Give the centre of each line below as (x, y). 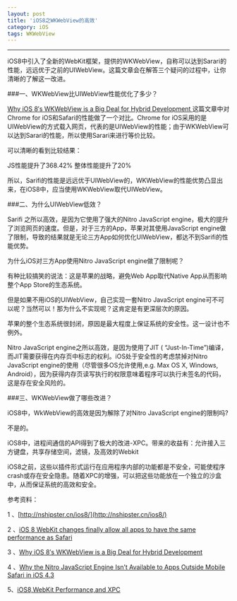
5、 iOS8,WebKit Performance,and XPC (64, 590)
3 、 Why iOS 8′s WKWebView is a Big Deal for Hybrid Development (105, 552)
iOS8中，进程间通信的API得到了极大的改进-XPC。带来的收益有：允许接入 (114, 443)
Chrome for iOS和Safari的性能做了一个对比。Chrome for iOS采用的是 (107, 118)
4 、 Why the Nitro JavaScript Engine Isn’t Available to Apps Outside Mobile (116, 567)
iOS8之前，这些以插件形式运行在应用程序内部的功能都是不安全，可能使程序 (116, 467)
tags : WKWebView (31, 34)
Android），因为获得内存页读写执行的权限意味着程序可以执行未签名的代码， (116, 374)
